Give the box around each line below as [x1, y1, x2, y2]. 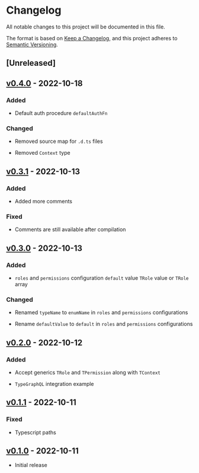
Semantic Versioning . [6, 41, 58, 48]
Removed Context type [14, 149, 70, 156]
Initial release [14, 462, 47, 469]
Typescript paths [14, 429, 56, 436]
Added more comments [14, 198, 73, 204]
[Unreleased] [6, 58, 56, 68]
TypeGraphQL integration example [14, 380, 94, 387]
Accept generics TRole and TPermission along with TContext [14, 369, 161, 376]
